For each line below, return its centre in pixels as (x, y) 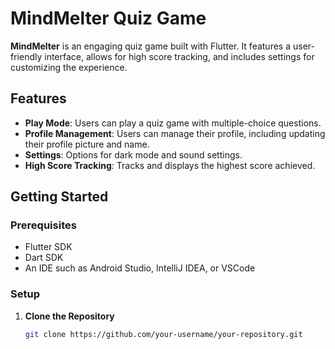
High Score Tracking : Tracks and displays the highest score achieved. (170, 165)
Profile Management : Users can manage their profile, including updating (175, 133)
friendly (26, 56)
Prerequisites (43, 225)
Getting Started (59, 197)
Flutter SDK (48, 247)
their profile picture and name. (87, 144)
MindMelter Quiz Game (108, 18)
